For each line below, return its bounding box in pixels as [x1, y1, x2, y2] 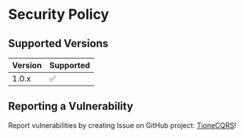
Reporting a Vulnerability [8, 100, 133, 113]
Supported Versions [8, 37, 108, 50]
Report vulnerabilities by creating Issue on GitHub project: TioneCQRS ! [8, 120, 237, 130]
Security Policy [8, 5, 110, 24]
